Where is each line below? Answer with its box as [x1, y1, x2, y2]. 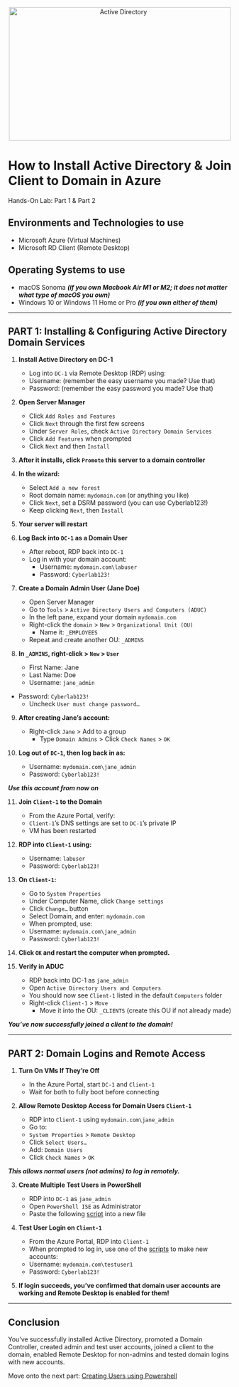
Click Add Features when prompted [28, 434, 132, 443]
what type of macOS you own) [18, 291, 111, 299]
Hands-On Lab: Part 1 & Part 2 [8, 196, 96, 204]
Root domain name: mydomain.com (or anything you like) [28, 491, 189, 500]
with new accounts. [8, 1358, 65, 1366]
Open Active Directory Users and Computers [28, 983, 162, 993]
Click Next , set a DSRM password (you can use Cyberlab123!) [28, 498, 209, 507]
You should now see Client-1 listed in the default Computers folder [28, 991, 223, 1000]
